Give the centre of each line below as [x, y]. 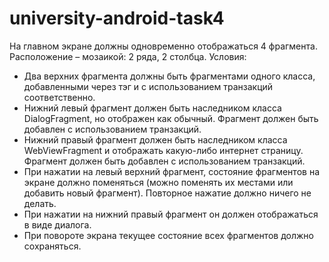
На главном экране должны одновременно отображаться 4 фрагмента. [163, 46]
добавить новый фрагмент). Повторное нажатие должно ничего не [167, 193]
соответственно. [59, 97]
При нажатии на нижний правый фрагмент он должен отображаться [171, 214]
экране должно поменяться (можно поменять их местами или [158, 182]
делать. [40, 203]
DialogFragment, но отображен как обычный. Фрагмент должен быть [171, 118]
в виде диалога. [57, 224]
